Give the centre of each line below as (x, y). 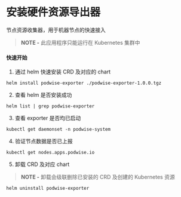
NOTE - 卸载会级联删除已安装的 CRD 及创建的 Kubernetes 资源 (98, 177)
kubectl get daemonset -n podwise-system (59, 130)
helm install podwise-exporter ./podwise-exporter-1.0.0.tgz (84, 83)
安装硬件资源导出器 (53, 12)
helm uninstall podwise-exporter (48, 189)
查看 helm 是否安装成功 (43, 95)
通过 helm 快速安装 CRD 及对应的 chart (63, 72)
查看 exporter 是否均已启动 (48, 118)
